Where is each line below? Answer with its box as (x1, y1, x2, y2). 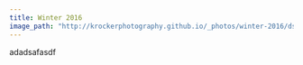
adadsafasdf (9, 46, 57, 57)
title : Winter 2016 (9, 13, 83, 23)
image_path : (9, 22, 54, 31)
